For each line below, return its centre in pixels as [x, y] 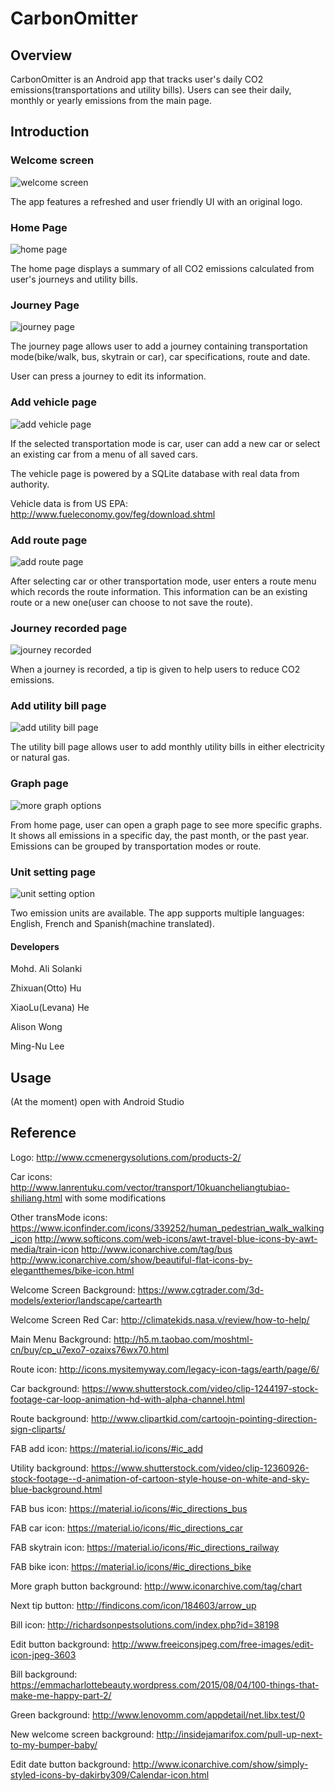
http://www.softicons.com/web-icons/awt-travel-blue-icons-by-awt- [176, 1238]
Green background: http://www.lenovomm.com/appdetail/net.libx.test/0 [158, 1714]
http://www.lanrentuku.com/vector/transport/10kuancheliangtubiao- [150, 1187]
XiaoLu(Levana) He [50, 1008]
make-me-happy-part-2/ [61, 1695]
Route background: [50, 1418]
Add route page [49, 540]
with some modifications [115, 1198]
